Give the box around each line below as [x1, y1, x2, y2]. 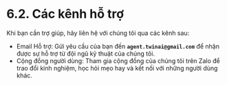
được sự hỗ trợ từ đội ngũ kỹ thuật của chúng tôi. [16, 49, 155, 58]
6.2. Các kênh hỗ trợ [6, 6, 125, 22]
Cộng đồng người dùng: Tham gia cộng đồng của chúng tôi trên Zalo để [16, 56, 221, 64]
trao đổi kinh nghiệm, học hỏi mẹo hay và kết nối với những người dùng [16, 64, 218, 72]
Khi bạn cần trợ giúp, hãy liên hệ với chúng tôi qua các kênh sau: [6, 29, 190, 37]
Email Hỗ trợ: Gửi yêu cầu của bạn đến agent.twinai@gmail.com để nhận [16, 42, 219, 50]
